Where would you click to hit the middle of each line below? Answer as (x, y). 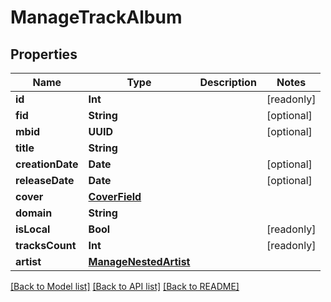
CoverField (115, 196)
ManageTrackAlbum (96, 17)
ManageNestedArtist (139, 261)
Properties (44, 54)
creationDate (47, 164)
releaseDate (45, 180)
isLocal (33, 229)
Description (228, 82)
